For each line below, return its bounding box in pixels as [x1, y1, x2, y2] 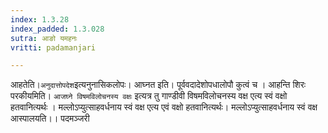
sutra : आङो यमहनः [10, 33, 78, 43]
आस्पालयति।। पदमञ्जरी [10, 112, 90, 125]
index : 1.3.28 [10, 14, 70, 25]
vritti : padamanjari [10, 42, 97, 53]
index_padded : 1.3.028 [10, 24, 105, 34]
